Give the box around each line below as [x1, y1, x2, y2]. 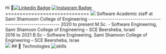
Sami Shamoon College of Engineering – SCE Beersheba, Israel [5, 26, 135, 32]
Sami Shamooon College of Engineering [5, 16, 87, 22]
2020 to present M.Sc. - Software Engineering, [60, 21, 157, 27]
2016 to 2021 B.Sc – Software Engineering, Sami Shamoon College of [5, 32, 147, 37]
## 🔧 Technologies [11, 43, 50, 49]
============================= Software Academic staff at [5, 10, 153, 16]
